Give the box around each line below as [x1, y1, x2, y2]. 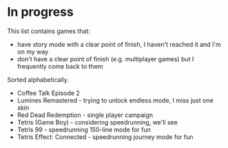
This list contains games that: [7, 27, 91, 35]
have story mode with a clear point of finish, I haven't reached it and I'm [17, 40, 222, 48]
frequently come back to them [17, 62, 103, 70]
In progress [7, 4, 74, 20]
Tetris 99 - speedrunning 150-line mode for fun [17, 125, 152, 134]
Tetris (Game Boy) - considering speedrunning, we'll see [17, 118, 178, 126]
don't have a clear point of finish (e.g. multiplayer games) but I [17, 54, 194, 63]
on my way [17, 47, 49, 56]
